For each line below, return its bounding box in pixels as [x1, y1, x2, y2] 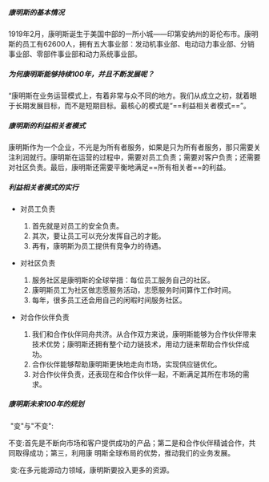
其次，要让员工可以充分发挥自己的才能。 [31, 231, 166, 241]
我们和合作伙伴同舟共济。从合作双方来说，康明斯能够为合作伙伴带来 [31, 329, 257, 338]
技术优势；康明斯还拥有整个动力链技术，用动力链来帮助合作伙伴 [31, 339, 243, 349]
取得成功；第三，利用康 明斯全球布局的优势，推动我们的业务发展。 [14, 448, 235, 457]
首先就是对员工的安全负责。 [31, 221, 124, 230]
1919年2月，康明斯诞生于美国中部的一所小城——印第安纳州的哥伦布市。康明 [8, 29, 259, 38]
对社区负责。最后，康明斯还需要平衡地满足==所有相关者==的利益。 [8, 162, 231, 172]
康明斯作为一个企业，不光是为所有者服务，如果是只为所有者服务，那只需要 [8, 142, 254, 152]
